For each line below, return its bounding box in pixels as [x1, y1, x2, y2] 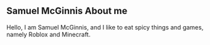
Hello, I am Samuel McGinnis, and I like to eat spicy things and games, [6, 23, 204, 31]
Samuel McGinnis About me [6, 5, 128, 17]
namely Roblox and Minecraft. [6, 30, 91, 38]
